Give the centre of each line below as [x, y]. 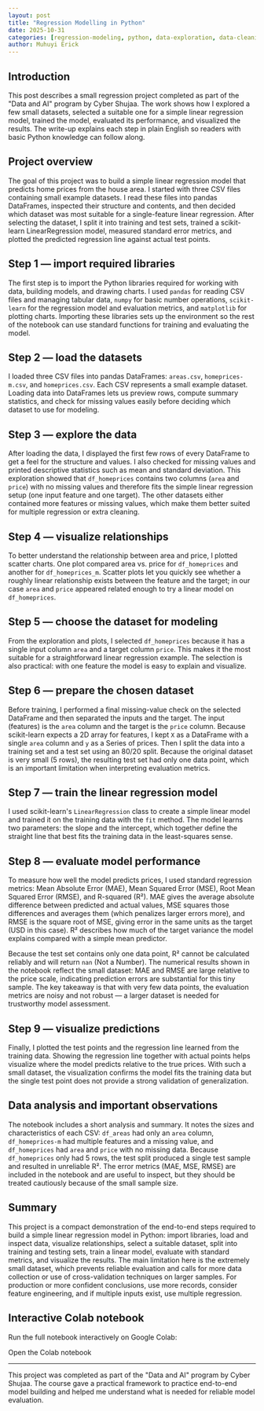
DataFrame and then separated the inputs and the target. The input [117, 718]
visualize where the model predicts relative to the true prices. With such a [127, 1065]
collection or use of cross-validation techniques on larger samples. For [123, 1277]
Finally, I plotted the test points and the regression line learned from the [124, 1048]
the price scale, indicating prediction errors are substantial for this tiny [122, 979]
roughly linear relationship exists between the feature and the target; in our [129, 581]
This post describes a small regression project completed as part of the [124, 95]
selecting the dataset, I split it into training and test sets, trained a [114, 222]
